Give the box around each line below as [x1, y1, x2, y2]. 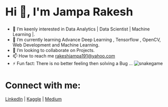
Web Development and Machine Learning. [12, 41, 100, 48]
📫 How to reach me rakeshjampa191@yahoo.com [12, 52, 115, 58]
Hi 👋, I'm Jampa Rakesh [5, 4, 133, 19]
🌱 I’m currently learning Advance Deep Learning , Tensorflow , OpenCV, [12, 36, 161, 42]
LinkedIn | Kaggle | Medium [5, 96, 62, 102]
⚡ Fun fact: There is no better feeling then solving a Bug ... [12, 60, 133, 66]
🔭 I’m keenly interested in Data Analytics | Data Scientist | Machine [12, 26, 150, 32]
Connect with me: [5, 79, 81, 91]
